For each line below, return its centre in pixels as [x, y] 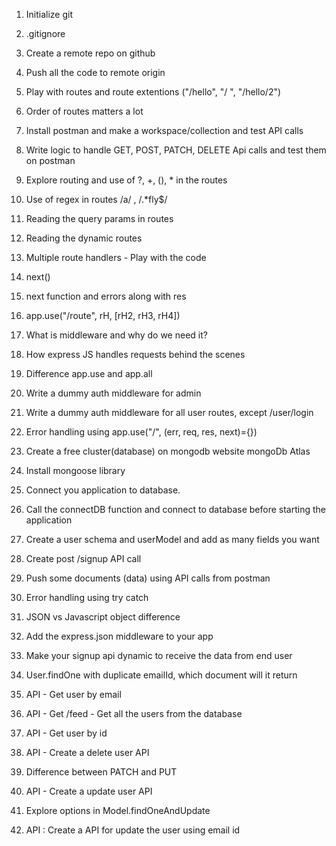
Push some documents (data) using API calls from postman [148, 578]
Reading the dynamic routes [84, 238]
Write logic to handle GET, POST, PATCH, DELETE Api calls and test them [176, 150]
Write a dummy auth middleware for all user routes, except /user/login [169, 412]
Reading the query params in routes [99, 218]
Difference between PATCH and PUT [101, 772]
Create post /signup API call [83, 558]
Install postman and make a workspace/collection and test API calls [164, 130]
